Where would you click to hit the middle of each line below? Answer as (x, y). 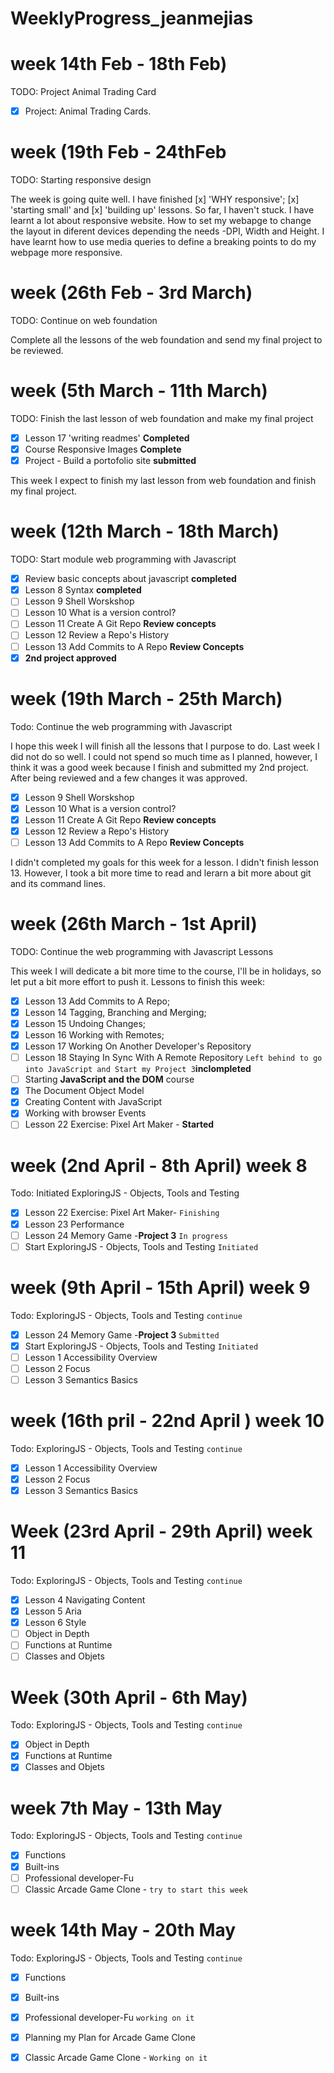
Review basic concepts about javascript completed (130, 579)
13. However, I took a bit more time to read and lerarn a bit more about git (161, 873)
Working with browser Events (85, 1113)
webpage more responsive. (66, 253)
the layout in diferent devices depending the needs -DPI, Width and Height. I (167, 231)
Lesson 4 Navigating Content (85, 1600)
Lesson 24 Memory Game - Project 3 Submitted (122, 1334)
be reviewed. (37, 351)
